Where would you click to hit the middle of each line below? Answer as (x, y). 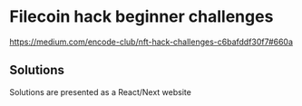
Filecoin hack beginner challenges (141, 17)
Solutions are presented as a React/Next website (101, 92)
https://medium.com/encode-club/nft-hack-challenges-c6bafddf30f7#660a (151, 42)
